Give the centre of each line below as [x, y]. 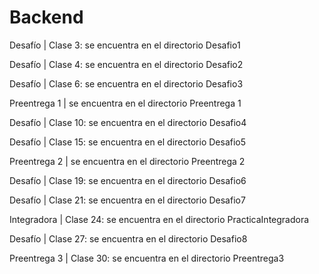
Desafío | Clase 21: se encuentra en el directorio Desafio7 [127, 200]
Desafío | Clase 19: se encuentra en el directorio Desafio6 [128, 180]
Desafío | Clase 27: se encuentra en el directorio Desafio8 [128, 238]
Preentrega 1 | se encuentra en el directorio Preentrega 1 [125, 103]
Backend [46, 17]
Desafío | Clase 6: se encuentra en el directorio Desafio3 [126, 83]
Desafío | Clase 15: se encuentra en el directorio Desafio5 [128, 142]
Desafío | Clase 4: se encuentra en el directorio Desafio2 [126, 64]
